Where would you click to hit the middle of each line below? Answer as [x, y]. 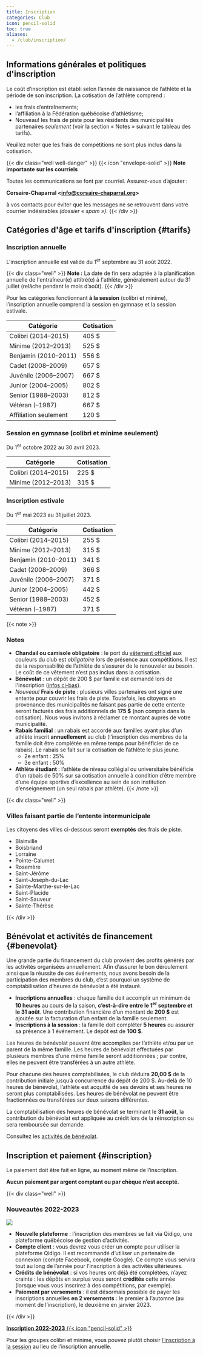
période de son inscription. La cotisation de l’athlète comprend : [86, 95]
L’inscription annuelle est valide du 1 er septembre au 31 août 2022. [89, 261]
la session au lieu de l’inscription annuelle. [59, 1347]
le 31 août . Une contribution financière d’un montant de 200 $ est [97, 1012]
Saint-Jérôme [32, 873]
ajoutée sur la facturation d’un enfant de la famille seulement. [91, 1019]
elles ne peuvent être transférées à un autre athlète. [71, 1062]
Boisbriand [28, 847]
